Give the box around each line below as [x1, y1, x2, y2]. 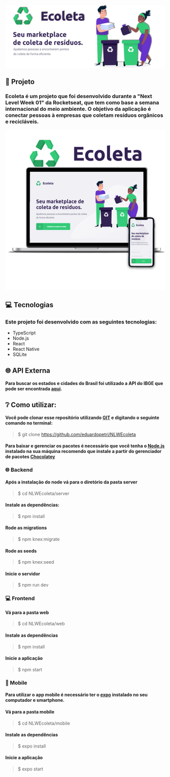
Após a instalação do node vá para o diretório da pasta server [5, 479, 138, 485]
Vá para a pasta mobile [5, 709, 55, 715]
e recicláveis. [5, 118, 39, 125]
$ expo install [17, 743, 46, 749]
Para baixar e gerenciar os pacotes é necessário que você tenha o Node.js [5, 443, 165, 449]
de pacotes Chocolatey [5, 454, 55, 460]
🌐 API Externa [5, 366, 51, 375]
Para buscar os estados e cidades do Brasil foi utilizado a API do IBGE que [5, 380, 163, 386]
